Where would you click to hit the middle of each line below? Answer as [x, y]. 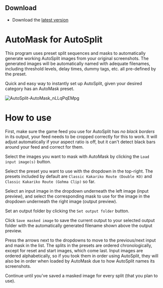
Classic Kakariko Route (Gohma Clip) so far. [50, 181]
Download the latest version [40, 20]
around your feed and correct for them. [44, 147]
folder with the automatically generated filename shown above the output [79, 225]
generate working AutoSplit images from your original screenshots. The [77, 58]
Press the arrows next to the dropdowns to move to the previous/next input [81, 240]
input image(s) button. [28, 161]
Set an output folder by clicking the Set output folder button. [67, 211]
